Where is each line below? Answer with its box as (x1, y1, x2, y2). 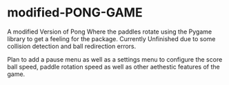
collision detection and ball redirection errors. (7, 42, 137, 50)
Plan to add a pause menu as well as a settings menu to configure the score (7, 55, 223, 63)
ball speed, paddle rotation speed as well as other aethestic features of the (7, 62, 220, 71)
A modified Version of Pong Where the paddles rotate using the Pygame (7, 27, 212, 36)
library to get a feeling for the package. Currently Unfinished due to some (7, 34, 216, 42)
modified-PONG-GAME (7, 5, 143, 21)
